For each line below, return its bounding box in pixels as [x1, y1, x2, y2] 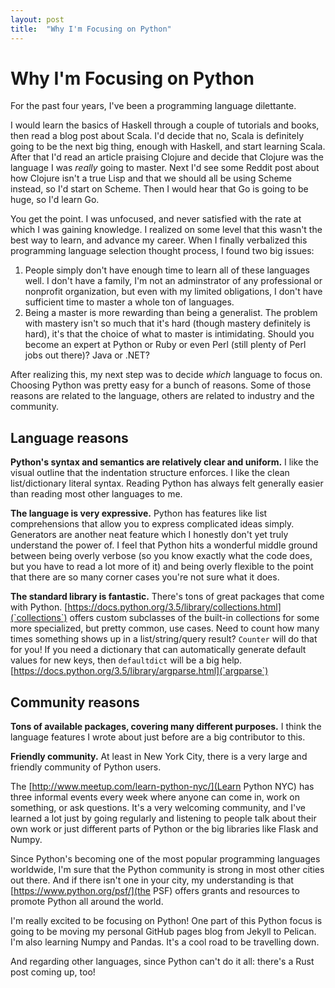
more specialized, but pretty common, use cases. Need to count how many [10, 622, 320, 635]
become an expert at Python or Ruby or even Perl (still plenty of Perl [24, 339, 307, 351]
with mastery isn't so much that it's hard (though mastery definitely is [24, 317, 311, 330]
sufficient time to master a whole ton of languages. [24, 296, 235, 308]
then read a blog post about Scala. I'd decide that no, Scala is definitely [10, 130, 305, 142]
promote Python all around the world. [10, 896, 164, 908]
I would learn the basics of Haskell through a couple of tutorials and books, [10, 119, 320, 131]
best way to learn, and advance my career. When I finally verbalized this [10, 234, 308, 246]
